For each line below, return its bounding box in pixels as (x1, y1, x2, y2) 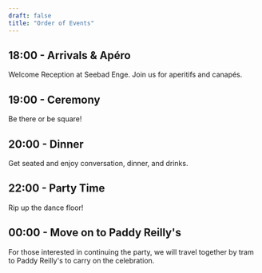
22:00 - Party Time (8, 181, 105, 196)
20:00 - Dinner (8, 137, 84, 151)
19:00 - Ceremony (8, 93, 101, 106)
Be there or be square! (8, 114, 82, 124)
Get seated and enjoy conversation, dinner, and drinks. (8, 158, 189, 168)
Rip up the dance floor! (8, 203, 84, 212)
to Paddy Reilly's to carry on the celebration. (8, 255, 155, 265)
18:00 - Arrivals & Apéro (8, 49, 131, 62)
